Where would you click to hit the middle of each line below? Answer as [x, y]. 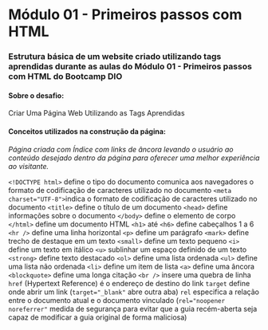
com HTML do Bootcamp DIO [65, 77]
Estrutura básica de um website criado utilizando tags [115, 57]
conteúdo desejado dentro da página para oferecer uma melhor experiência [134, 158]
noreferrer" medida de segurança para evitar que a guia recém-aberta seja [133, 308]
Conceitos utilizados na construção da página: [87, 131]
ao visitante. [29, 166]
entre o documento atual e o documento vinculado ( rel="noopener [117, 300]
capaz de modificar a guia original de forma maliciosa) [98, 317]
